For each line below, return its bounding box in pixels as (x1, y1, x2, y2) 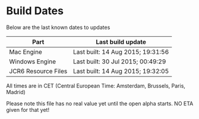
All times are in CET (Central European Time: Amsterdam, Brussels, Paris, (6, 82, 186, 89)
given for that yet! (6, 106, 49, 113)
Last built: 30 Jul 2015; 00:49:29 (73, 57, 166, 66)
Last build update (96, 37, 147, 46)
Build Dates (6, 4, 64, 18)
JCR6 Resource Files (9, 67, 68, 75)
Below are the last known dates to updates (6, 24, 110, 31)
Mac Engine (9, 47, 43, 56)
